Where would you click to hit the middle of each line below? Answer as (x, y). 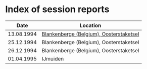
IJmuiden (53, 58)
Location (90, 25)
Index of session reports (57, 9)
